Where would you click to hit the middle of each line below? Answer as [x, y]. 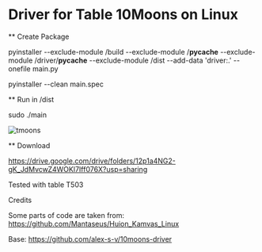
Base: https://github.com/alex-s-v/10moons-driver [90, 239]
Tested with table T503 [46, 185]
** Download [29, 145]
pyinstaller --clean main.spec [56, 84]
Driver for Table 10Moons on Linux [123, 15]
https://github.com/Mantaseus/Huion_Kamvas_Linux [94, 223]
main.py [45, 68]
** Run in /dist [31, 99]
